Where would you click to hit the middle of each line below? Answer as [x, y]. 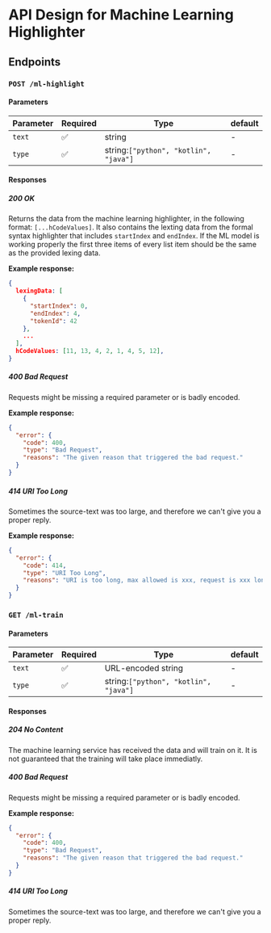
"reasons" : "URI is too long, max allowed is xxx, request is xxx [137, 580]
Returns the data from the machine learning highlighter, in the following [126, 219]
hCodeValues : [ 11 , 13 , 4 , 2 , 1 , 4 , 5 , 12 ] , [90, 351]
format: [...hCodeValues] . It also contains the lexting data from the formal [131, 227]
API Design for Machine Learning [121, 15]
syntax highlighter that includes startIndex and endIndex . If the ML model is [134, 236]
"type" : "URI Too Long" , [65, 573]
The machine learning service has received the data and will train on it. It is [133, 750]
